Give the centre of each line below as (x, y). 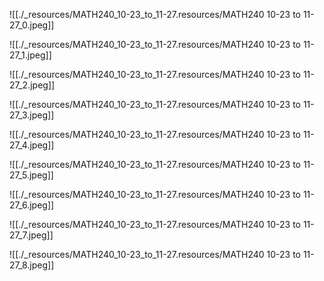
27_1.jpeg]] (30, 55)
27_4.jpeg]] (32, 145)
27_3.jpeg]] (32, 115)
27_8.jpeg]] (32, 265)
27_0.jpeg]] (32, 25)
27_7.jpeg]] (31, 235)
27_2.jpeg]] (32, 85)
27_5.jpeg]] (31, 175)
